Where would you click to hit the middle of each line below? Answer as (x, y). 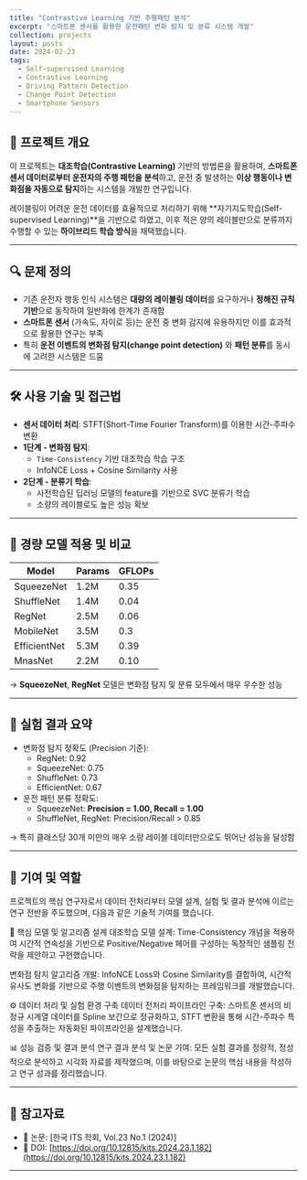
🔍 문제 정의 (40, 271)
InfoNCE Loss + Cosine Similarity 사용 (107, 470)
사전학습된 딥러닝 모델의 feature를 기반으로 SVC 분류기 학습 (143, 493)
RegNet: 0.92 (61, 758)
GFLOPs (136, 571)
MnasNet (33, 660)
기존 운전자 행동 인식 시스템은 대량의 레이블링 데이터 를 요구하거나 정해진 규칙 (159, 299)
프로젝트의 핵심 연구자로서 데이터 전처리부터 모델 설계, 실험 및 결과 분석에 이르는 (152, 901)
